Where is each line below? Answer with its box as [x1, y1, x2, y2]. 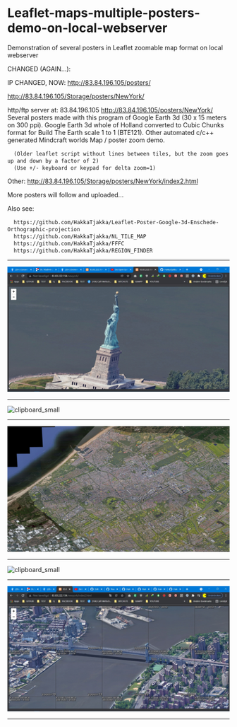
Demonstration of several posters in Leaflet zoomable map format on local [7, 43, 224, 52]
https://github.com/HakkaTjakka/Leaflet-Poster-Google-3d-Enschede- [13, 219, 219, 226]
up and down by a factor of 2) [7, 157, 99, 164]
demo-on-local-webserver [7, 20, 168, 36]
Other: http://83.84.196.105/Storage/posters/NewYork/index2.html [7, 177, 199, 185]
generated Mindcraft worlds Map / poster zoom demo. [7, 136, 166, 144]
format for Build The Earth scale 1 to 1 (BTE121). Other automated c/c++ [7, 128, 214, 136]
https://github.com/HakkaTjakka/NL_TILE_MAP [13, 233, 147, 240]
